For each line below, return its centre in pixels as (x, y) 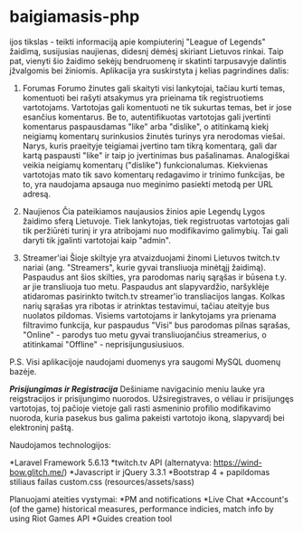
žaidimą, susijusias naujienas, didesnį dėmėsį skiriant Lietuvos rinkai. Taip (147, 51)
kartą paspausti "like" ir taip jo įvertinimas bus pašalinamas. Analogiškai (156, 155)
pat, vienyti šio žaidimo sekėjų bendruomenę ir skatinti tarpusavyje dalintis (148, 61)
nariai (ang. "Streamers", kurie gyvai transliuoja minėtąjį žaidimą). (144, 267)
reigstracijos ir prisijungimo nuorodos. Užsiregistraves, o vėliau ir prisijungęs (151, 398)
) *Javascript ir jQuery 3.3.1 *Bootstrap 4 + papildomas (167, 471)
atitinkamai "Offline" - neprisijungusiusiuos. (104, 344)
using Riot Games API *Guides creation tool (91, 519)
